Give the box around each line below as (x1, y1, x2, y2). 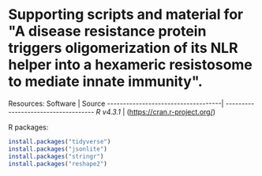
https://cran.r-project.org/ (129, 107, 213, 116)
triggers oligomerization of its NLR (8, 39, 238, 57)
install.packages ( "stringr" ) (8, 152, 104, 160)
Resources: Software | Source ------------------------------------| (8, 99, 224, 108)
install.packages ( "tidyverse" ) (8, 137, 111, 145)
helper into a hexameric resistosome (8, 56, 253, 74)
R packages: (8, 122, 49, 132)
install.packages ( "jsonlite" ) (8, 144, 108, 153)
